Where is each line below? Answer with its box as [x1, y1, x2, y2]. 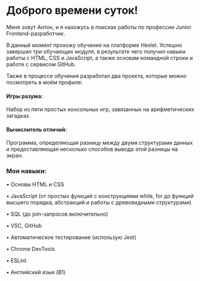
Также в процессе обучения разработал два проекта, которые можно [6, 72, 187, 79]
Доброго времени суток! [6, 4, 138, 17]
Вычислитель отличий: [6, 125, 67, 133]
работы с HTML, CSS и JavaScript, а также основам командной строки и [6, 54, 193, 61]
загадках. [6, 112, 31, 119]
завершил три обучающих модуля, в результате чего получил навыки [6, 47, 186, 55]
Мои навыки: [6, 167, 47, 175]
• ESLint [6, 256, 27, 264]
